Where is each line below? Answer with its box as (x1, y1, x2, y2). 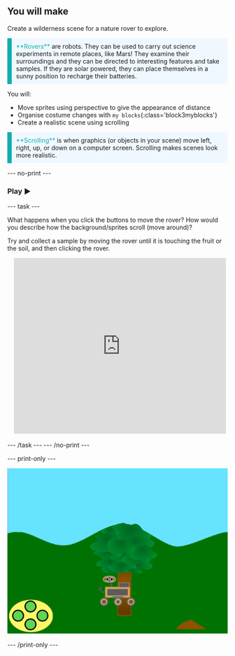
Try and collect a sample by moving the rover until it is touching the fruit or (7, 237, 222, 245)
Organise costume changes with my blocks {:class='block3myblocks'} (17, 110, 218, 119)
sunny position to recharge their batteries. (16, 71, 137, 80)
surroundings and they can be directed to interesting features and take (16, 57, 220, 65)
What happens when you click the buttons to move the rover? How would (7, 216, 218, 224)
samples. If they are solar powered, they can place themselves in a (16, 64, 208, 73)
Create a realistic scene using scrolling (17, 118, 129, 127)
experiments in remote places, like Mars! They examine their (16, 49, 190, 58)
